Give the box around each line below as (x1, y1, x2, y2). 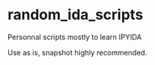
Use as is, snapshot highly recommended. (7, 47, 148, 57)
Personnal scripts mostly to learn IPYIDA (7, 32, 142, 42)
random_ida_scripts (7, 6, 144, 24)
